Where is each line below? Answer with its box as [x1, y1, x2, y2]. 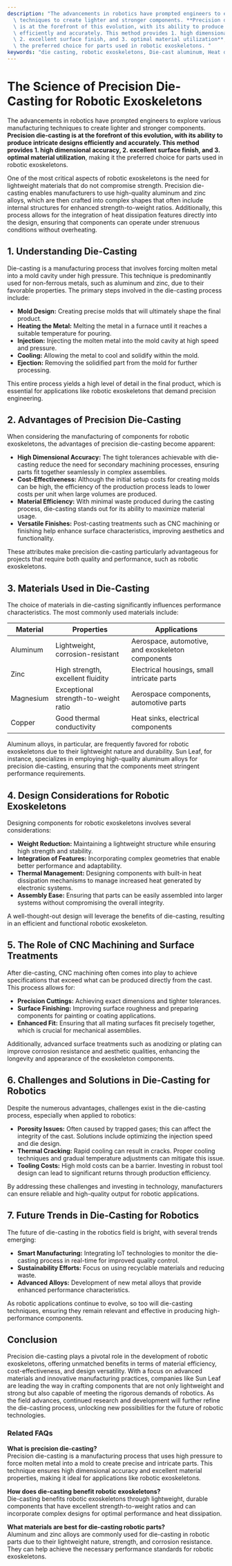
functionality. [17, 534, 55, 543]
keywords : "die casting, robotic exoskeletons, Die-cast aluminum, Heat [7, 49, 221, 56]
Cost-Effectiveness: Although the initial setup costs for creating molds [17, 476, 220, 484]
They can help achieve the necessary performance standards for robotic [7, 1545, 214, 1553]
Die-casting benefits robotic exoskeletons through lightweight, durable [7, 1495, 209, 1503]
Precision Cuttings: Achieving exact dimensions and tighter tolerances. [17, 996, 222, 1005]
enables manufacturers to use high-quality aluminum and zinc [30, 189, 206, 197]
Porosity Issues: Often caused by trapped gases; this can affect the [17, 1124, 211, 1133]
